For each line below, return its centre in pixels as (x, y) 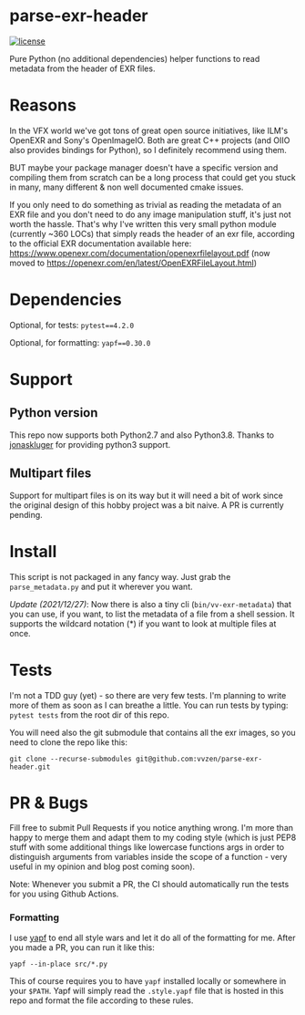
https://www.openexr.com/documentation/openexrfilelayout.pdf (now (140, 253)
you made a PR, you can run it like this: (82, 947)
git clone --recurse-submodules (71, 759)
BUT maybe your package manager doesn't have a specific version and (144, 167)
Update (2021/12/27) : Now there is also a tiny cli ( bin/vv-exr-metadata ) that (150, 604)
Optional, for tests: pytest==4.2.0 (72, 325)
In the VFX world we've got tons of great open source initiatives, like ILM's (149, 130)
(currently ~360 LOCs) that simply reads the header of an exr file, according (152, 233)
